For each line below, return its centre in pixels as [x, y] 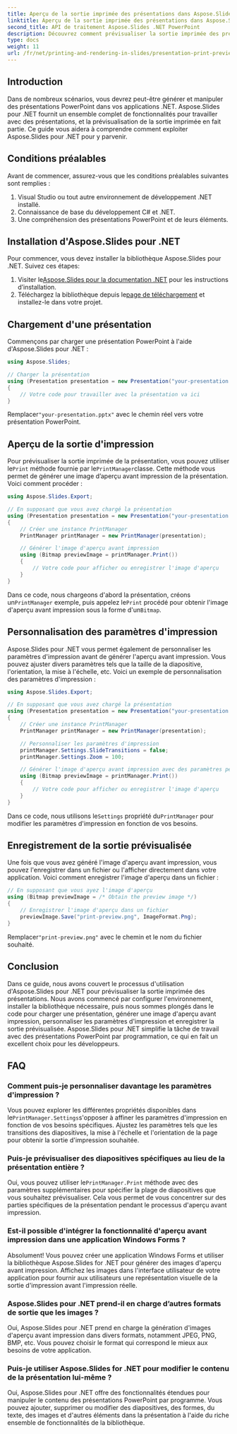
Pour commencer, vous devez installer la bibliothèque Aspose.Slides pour [114, 259]
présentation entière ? [46, 1168]
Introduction [35, 82]
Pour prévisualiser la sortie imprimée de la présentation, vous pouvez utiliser [119, 461]
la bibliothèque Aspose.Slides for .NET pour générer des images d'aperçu [115, 1262]
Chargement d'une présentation [79, 325]
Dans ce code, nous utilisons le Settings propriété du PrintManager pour [110, 816]
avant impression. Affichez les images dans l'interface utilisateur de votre [114, 1270]
